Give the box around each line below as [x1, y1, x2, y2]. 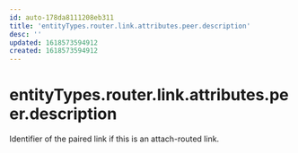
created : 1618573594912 [9, 47, 99, 55]
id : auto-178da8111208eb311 [9, 13, 115, 22]
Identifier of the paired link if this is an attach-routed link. [9, 133, 220, 144]
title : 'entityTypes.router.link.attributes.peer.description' [9, 21, 251, 30]
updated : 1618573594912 [9, 38, 99, 47]
